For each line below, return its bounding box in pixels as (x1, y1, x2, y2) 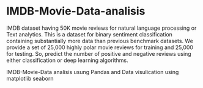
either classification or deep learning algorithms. (6, 56, 128, 64)
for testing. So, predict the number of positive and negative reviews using (6, 50, 191, 57)
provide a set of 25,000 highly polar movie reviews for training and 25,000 (6, 44, 194, 51)
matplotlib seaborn (6, 75, 54, 82)
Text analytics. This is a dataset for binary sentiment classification (6, 30, 173, 38)
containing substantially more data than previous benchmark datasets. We (6, 37, 194, 44)
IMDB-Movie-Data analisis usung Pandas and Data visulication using (6, 68, 179, 75)
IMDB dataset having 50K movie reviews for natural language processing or (6, 24, 197, 32)
